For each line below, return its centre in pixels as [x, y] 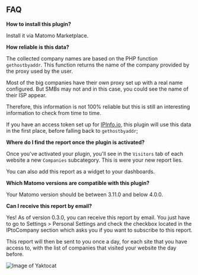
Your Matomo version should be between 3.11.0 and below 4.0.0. [85, 194]
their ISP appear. [26, 95]
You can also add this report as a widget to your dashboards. [81, 171]
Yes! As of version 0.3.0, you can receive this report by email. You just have [98, 217]
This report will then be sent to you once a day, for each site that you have [97, 241]
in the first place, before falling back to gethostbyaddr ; [72, 130]
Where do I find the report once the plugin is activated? [76, 142]
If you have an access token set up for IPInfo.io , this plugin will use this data [99, 124]
